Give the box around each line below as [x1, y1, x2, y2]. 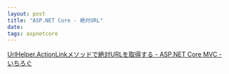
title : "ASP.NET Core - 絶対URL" [7, 17, 104, 24]
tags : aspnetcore [7, 30, 58, 37]
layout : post [7, 10, 46, 18]
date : [7, 23, 23, 30]
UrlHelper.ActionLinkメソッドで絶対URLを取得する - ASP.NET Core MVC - [7, 50, 222, 58]
